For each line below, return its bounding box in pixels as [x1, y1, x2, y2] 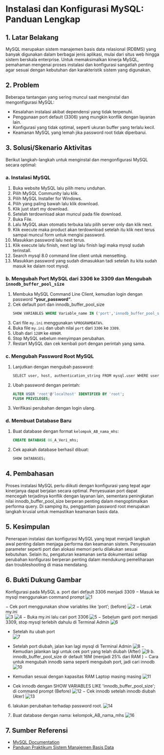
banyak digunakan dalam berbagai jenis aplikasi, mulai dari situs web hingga [5, 51, 160, 57]
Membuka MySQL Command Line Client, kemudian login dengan [12, 291, 143, 297]
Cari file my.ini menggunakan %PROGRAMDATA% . [12, 320, 104, 326]
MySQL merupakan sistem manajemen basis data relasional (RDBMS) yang [5, 46, 157, 52]
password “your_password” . [12, 297, 72, 302]
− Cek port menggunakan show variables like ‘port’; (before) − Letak [5, 604, 152, 609]
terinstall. [12, 247, 32, 253]
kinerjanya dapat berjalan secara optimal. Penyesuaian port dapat [5, 488, 138, 494]
